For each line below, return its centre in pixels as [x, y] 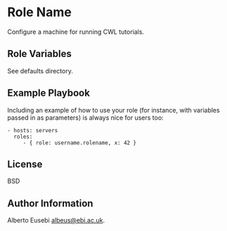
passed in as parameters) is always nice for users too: [85, 118]
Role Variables [39, 54]
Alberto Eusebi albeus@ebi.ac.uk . [56, 220]
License [25, 164]
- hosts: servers [33, 130]
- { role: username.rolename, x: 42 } [80, 143]
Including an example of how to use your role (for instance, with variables [113, 110]
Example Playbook [48, 93]
